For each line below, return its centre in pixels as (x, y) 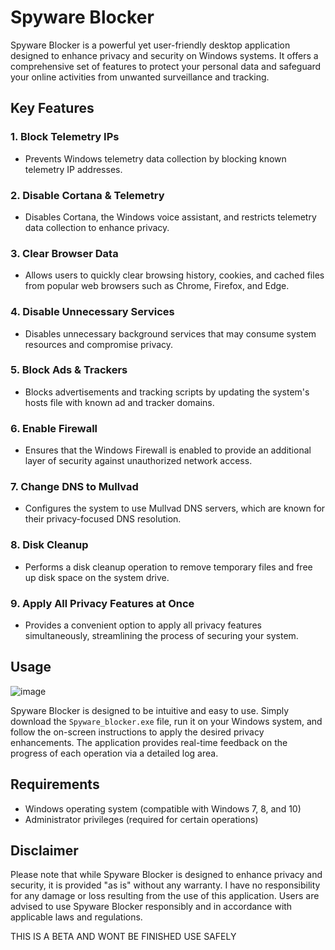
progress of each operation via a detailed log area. (114, 753)
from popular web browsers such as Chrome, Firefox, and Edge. (157, 286)
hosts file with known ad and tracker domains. (119, 402)
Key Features (52, 108)
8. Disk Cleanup (49, 545)
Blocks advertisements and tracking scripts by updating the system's (167, 392)
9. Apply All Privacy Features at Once (102, 603)
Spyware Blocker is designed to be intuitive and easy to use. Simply (150, 710)
